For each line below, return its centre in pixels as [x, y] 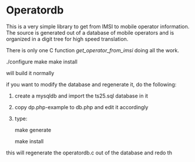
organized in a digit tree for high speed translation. [67, 39]
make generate [33, 130]
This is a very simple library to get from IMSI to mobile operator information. [98, 26]
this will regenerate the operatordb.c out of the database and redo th [89, 153]
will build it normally [30, 73]
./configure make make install [42, 62]
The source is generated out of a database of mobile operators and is [90, 32]
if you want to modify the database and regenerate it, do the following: [91, 84]
